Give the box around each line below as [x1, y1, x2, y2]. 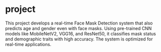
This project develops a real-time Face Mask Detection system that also [5, 20, 153, 26]
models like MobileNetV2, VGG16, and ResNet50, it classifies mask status [5, 30, 156, 36]
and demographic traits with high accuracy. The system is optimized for [5, 36, 153, 42]
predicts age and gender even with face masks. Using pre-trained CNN [5, 25, 152, 31]
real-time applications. [5, 41, 51, 47]
